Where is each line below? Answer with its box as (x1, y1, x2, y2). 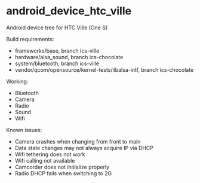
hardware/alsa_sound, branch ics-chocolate (14, 53, 124, 60)
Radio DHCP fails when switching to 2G (14, 169, 112, 177)
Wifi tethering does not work (14, 151, 85, 158)
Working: (6, 78, 29, 85)
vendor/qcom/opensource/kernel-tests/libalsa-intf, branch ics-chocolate (14, 66, 194, 73)
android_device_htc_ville (6, 4, 132, 18)
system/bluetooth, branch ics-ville (14, 60, 100, 67)
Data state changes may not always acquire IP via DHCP (14, 144, 154, 151)
